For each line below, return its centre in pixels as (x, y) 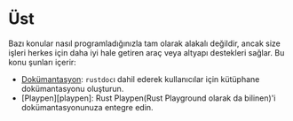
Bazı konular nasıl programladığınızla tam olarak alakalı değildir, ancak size (144, 43)
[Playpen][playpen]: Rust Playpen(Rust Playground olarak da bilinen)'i (148, 98)
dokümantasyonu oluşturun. (72, 88)
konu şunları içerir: (42, 62)
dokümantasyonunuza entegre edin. (87, 107)
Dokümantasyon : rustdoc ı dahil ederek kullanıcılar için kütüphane (140, 79)
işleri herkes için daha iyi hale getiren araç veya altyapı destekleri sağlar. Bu (146, 52)
